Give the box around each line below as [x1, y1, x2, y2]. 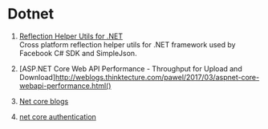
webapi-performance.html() [18, 81, 112, 91]
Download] [18, 72, 56, 82]
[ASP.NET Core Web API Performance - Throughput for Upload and [18, 63, 242, 73]
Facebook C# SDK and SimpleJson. [18, 48, 137, 58]
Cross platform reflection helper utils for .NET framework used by [18, 39, 236, 49]
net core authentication [18, 111, 97, 121]
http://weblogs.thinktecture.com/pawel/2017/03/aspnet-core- [55, 72, 260, 82]
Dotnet [7, 5, 55, 23]
